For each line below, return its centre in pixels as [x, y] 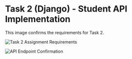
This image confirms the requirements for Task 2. [55, 32]
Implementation [38, 19]
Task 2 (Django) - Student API [66, 9]
